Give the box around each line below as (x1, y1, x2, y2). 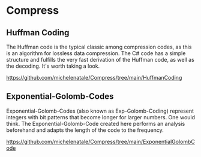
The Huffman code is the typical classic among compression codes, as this (6, 43, 192, 50)
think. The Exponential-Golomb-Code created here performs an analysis (6, 120, 185, 127)
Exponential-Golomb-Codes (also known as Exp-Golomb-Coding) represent (6, 107, 194, 114)
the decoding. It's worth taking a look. (6, 62, 100, 70)
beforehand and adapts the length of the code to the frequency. (6, 126, 164, 134)
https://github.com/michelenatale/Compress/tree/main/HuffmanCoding (6, 74, 182, 81)
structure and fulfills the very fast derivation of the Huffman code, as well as (6, 56, 195, 63)
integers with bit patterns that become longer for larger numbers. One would (6, 113, 196, 120)
